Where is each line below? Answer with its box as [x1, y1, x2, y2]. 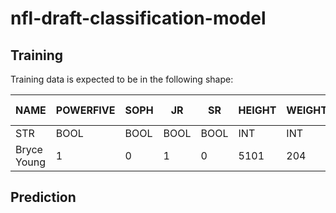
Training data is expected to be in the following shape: [10, 73, 234, 85]
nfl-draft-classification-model [10, 7, 267, 30]
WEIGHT [286, 103, 328, 117]
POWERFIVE [55, 103, 116, 117]
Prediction [10, 189, 77, 206]
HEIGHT [238, 103, 277, 117]
